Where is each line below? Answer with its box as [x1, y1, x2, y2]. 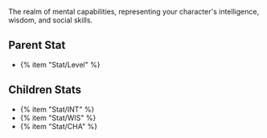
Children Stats [8, 83, 82, 97]
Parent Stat [8, 39, 66, 52]
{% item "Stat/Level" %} [19, 59, 101, 69]
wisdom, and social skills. [8, 15, 93, 25]
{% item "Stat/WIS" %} [19, 112, 97, 123]
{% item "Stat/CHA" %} [19, 121, 98, 131]
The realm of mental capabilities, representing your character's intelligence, [8, 7, 260, 16]
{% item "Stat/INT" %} [19, 104, 95, 114]
